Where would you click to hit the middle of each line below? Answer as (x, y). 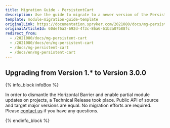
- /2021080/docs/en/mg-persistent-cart (52, 43)
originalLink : (20, 24)
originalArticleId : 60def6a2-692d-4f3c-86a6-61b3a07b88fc (68, 29)
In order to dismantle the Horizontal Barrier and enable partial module (78, 95)
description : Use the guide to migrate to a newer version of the (77, 15)
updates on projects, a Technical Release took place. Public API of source (82, 100)
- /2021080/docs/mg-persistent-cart (48, 38)
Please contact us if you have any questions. (52, 111)
